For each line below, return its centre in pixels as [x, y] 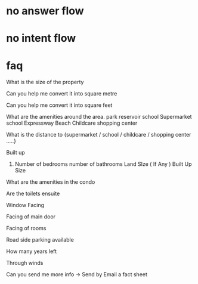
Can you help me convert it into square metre [62, 94]
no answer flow [45, 11]
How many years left [32, 251]
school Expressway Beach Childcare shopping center [72, 123]
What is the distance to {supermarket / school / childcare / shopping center [99, 135]
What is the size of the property [45, 82]
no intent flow [41, 38]
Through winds [25, 263]
